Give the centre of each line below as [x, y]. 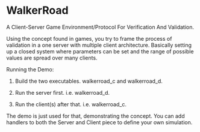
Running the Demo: [30, 69]
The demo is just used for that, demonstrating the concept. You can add [95, 116]
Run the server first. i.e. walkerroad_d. [62, 92]
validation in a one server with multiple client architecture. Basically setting [99, 45]
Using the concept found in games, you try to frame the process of [89, 38]
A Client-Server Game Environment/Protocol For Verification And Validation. [100, 27]
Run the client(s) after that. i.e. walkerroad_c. [70, 104]
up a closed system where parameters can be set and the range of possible [100, 51]
